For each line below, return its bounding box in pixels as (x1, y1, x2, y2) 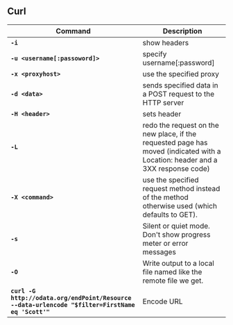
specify (142, 49, 167, 58)
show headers (142, 37, 189, 47)
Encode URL (142, 297, 183, 306)
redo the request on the (142, 120, 220, 130)
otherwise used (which (142, 201, 217, 210)
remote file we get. (142, 276, 204, 285)
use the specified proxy (142, 69, 220, 78)
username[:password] (142, 58, 215, 67)
